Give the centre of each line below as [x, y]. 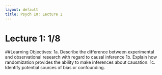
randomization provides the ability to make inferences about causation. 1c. [80, 62]
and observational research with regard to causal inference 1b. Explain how [81, 57]
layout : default [22, 10]
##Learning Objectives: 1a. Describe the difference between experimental [80, 52]
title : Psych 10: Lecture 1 [34, 14]
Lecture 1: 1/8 [33, 38]
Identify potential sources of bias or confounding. [55, 68]
